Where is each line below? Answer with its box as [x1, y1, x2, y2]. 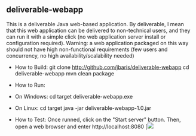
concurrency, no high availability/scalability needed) [6, 52, 134, 59]
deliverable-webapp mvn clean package [14, 69, 115, 77]
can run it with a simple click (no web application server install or [6, 33, 166, 40]
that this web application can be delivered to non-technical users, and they [6, 27, 191, 34]
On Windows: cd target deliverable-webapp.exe [14, 93, 133, 100]
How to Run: [14, 81, 46, 88]
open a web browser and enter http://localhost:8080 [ [14, 123, 148, 130]
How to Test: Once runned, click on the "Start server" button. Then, [14, 116, 181, 123]
